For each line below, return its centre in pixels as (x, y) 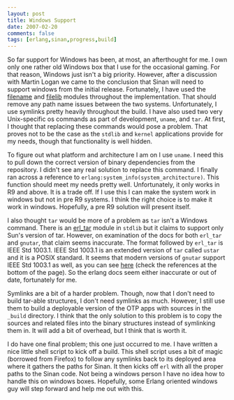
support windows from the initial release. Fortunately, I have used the (107, 90)
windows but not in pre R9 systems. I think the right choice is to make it (110, 199)
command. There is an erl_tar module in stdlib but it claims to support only (116, 228)
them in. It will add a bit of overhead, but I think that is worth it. (97, 331)
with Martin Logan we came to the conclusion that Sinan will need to (105, 82)
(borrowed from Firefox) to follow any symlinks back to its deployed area (112, 359)
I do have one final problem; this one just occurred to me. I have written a (112, 344)
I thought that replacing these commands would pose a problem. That (108, 127)
